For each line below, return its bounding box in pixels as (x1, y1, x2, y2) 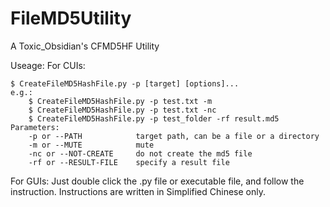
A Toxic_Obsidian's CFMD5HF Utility (10, 40, 160, 52)
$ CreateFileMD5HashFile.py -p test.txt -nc (28, 105, 217, 115)
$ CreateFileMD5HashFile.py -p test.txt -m (28, 96, 213, 106)
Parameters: (10, 122, 60, 132)
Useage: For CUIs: (10, 59, 86, 71)
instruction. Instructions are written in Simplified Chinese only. (10, 185, 267, 197)
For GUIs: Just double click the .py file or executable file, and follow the (10, 175, 305, 187)
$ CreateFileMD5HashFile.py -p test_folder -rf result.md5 (28, 113, 280, 124)
